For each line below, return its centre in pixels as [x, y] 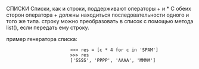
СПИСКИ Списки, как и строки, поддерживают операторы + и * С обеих [99, 9]
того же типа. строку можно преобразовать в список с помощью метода [100, 21]
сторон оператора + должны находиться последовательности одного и [98, 15]
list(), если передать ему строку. [48, 27]
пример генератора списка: [42, 39]
